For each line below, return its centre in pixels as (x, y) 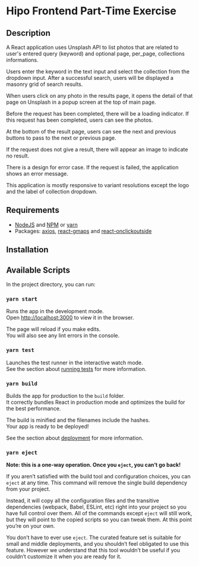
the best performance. (34, 408)
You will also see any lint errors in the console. (63, 336)
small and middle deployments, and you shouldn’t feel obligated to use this (97, 544)
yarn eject (22, 452)
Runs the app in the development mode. (55, 311)
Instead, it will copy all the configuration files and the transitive (83, 501)
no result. (18, 156)
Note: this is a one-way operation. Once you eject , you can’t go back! (94, 465)
